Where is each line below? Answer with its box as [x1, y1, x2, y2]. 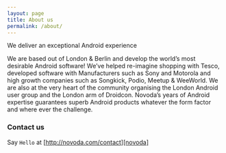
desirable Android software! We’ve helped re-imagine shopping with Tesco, [7, 62, 221, 70]
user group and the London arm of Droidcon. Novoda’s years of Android [7, 91, 210, 99]
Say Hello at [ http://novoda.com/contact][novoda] [7, 138, 149, 146]
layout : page [7, 10, 45, 17]
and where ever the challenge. [7, 105, 93, 113]
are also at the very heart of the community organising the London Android [7, 83, 218, 92]
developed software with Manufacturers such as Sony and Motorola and [7, 69, 211, 77]
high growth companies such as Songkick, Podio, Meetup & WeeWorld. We [7, 76, 218, 85]
